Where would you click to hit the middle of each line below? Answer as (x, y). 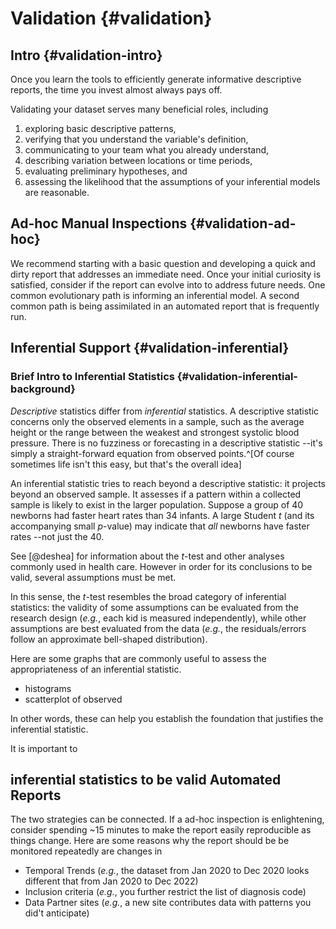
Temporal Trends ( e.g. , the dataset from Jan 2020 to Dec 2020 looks (167, 871)
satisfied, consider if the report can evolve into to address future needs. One (168, 284)
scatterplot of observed (73, 699)
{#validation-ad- (243, 223)
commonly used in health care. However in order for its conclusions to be (161, 566)
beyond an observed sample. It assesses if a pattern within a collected (156, 494)
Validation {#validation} (111, 18)
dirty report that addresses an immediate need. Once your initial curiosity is (166, 274)
